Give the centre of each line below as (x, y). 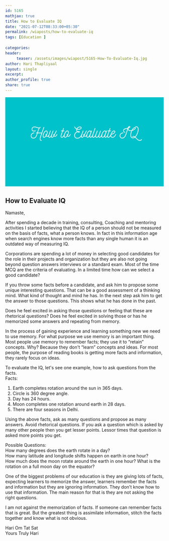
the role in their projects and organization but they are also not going (76, 259)
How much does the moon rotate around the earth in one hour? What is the (83, 461)
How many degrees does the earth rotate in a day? (58, 450)
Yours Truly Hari (22, 533)
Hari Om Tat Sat (22, 528)
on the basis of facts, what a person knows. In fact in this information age (81, 233)
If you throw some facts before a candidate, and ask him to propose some (82, 285)
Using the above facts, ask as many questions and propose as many (76, 419)
